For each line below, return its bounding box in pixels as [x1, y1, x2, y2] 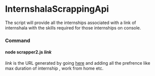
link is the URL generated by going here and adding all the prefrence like [5, 60, 151, 66]
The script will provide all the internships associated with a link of [5, 20, 136, 25]
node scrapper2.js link [5, 49, 52, 55]
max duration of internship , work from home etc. [5, 65, 104, 72]
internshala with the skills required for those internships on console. [5, 25, 141, 30]
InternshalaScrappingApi [5, 3, 109, 15]
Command [5, 37, 30, 44]
